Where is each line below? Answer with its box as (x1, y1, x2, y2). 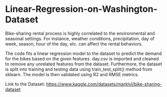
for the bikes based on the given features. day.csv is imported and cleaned (5, 55, 159, 61)
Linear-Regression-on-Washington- (5, 3, 158, 15)
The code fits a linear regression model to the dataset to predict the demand (5, 50, 162, 56)
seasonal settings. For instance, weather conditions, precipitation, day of (5, 36, 155, 42)
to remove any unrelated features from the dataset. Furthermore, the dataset (5, 61, 162, 67)
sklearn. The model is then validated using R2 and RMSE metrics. (5, 71, 139, 77)
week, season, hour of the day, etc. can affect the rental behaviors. (5, 41, 143, 47)
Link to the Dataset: (5, 81, 45, 87)
